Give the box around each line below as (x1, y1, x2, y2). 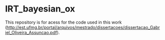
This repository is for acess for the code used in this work (5, 19, 122, 25)
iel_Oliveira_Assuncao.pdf (5, 29, 57, 35)
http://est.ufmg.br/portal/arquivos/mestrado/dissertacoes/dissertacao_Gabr (6, 24, 160, 30)
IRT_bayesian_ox (5, 3, 75, 14)
